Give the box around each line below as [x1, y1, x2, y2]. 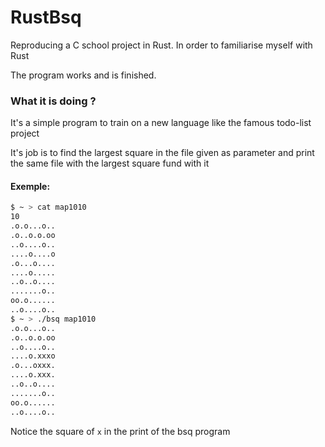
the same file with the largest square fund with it [10, 157, 210, 170]
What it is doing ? [10, 94, 97, 108]
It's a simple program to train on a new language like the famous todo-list [10, 117, 312, 129]
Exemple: [10, 180, 51, 192]
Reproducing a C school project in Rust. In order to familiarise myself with [10, 39, 313, 51]
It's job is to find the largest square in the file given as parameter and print [10, 147, 315, 159]
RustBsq [10, 6, 82, 29]
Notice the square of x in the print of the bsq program [10, 425, 231, 437]
